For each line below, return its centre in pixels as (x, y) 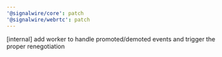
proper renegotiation (36, 46)
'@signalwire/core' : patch (45, 13)
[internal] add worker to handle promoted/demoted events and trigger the (111, 39)
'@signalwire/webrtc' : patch (48, 20)
